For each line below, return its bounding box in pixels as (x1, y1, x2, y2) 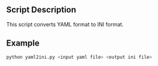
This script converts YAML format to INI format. (6, 20, 124, 28)
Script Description (6, 5, 77, 15)
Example (6, 38, 40, 49)
